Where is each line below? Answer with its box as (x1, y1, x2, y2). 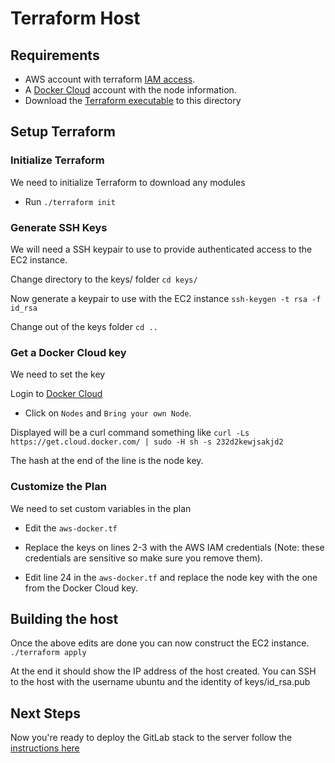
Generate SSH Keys (10, 220, 108, 234)
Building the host (10, 610, 119, 627)
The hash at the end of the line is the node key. (10, 455, 204, 467)
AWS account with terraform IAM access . (24, 73, 196, 85)
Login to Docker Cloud (10, 388, 103, 400)
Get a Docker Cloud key (10, 345, 127, 359)
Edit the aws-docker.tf (24, 522, 118, 534)
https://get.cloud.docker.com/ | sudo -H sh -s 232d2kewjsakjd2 (10, 437, 284, 447)
